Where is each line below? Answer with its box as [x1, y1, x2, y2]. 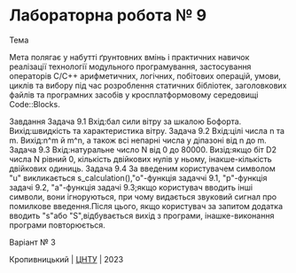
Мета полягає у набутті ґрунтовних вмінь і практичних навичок [9, 51, 250, 62]
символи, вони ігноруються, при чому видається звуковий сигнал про [9, 191, 277, 202]
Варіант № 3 [9, 237, 56, 247]
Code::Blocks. [9, 98, 60, 109]
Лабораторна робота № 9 [9, 5, 206, 26]
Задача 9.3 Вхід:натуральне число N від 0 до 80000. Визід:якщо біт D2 [9, 144, 277, 155]
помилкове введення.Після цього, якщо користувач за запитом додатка [9, 200, 284, 211]
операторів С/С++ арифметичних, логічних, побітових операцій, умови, [9, 70, 282, 81]
